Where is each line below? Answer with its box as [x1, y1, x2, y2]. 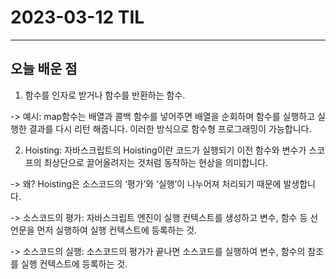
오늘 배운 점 [10, 61, 78, 78]
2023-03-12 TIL [10, 6, 145, 29]
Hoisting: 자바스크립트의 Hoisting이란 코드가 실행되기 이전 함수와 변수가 [24, 144, 307, 156]
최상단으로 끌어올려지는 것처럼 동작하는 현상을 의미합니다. [43, 156, 269, 168]
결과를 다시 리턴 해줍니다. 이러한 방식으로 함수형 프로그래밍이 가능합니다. [28, 122, 312, 135]
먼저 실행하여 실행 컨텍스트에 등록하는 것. [36, 224, 198, 236]
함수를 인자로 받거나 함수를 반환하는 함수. [24, 89, 186, 101]
